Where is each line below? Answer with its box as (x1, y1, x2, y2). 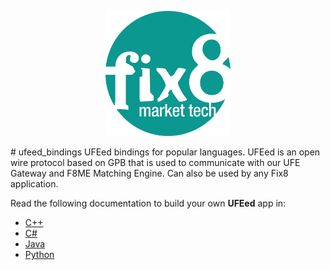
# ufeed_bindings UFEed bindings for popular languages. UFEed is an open (10, 146, 321, 158)
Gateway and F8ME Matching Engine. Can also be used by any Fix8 (10, 167, 289, 180)
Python (24, 249, 55, 261)
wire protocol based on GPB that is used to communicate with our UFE (10, 157, 301, 169)
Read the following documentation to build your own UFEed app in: (10, 197, 287, 210)
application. (10, 178, 59, 190)
